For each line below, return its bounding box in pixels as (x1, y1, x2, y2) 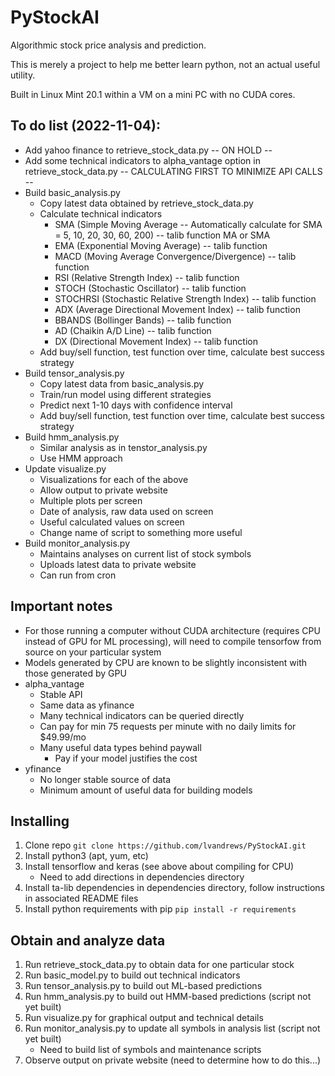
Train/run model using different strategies (39, 388, 212, 400)
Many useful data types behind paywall (39, 741, 202, 753)
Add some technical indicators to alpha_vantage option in (24, 154, 261, 166)
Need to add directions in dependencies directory (39, 871, 245, 883)
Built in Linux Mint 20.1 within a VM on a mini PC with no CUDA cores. (10, 88, 296, 100)
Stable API (39, 688, 83, 700)
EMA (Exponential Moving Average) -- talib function (54, 239, 268, 251)
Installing (10, 812, 70, 830)
